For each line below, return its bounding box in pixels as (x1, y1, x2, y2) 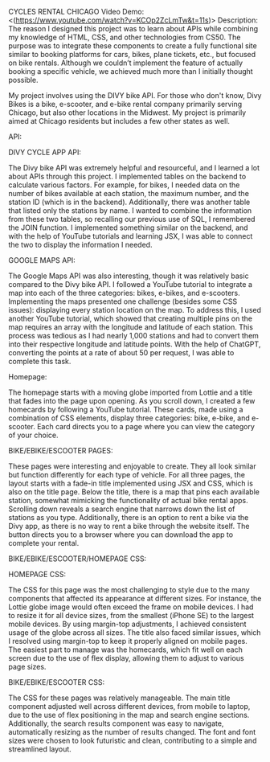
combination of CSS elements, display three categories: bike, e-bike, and (8, 413, 251, 423)
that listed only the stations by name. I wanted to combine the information (8, 206, 252, 215)
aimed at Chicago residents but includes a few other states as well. (8, 117, 231, 125)
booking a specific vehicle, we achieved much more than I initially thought (8, 67, 253, 76)
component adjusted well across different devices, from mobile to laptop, (8, 702, 251, 711)
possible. (8, 76, 39, 84)
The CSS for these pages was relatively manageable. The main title (8, 693, 231, 703)
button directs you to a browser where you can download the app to (8, 530, 234, 539)
